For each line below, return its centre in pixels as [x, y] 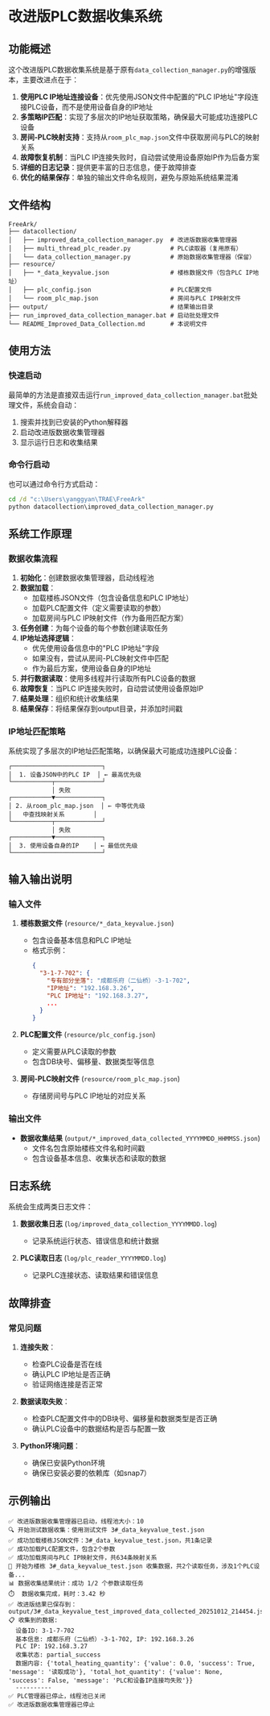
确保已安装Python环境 [69, 1463]
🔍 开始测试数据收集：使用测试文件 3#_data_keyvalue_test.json [106, 1530]
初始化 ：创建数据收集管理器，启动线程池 [87, 578]
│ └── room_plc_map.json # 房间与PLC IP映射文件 [125, 298]
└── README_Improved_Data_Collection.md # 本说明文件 [108, 324]
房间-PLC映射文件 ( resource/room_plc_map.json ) [100, 1079]
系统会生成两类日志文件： [51, 1207]
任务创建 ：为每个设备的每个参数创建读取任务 [94, 628]
